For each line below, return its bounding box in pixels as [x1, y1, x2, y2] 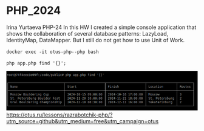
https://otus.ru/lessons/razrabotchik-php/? [6, 111, 113, 118]
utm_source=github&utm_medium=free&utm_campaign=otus [6, 117, 159, 124]
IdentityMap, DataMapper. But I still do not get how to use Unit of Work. [6, 36, 185, 43]
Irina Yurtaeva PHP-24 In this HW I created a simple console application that [6, 24, 197, 31]
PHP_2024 [6, 4, 61, 18]
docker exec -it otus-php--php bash [6, 49, 99, 55]
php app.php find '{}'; [6, 60, 67, 66]
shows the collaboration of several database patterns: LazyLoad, [6, 30, 169, 37]
